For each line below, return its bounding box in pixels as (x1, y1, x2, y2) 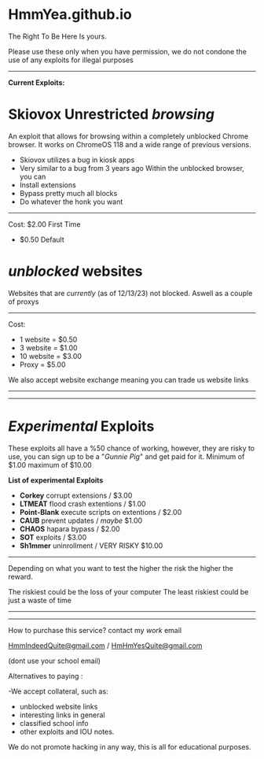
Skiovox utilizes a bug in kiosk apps (19, 155, 135, 165)
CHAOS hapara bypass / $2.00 (19, 524, 120, 533)
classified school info (19, 718, 89, 728)
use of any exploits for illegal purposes (8, 55, 134, 65)
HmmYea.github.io (8, 6, 132, 24)
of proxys (8, 297, 39, 306)
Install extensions (19, 180, 76, 190)
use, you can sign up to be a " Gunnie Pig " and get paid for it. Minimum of (8, 451, 245, 461)
